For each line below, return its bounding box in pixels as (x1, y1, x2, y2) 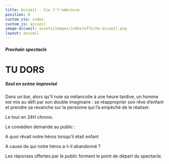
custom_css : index (5, 17, 44, 22)
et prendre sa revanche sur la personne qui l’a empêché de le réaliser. (5, 104, 150, 110)
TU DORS (5, 64, 45, 75)
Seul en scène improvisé (5, 81, 58, 87)
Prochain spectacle (5, 46, 47, 52)
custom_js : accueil (5, 21, 46, 27)
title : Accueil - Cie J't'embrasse (5, 7, 80, 13)
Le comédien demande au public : (5, 124, 76, 130)
